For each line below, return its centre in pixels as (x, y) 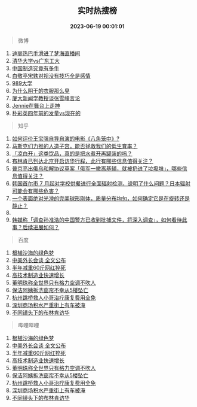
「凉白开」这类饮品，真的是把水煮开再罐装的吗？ (72, 153)
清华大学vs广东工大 (36, 60)
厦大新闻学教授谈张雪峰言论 (46, 98)
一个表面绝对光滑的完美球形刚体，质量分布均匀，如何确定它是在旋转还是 (101, 198)
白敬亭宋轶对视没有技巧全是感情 (51, 75)
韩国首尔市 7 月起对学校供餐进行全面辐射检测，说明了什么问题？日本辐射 (101, 183)
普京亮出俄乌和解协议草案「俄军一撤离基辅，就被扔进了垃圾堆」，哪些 (97, 168)
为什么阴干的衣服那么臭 (41, 90)
